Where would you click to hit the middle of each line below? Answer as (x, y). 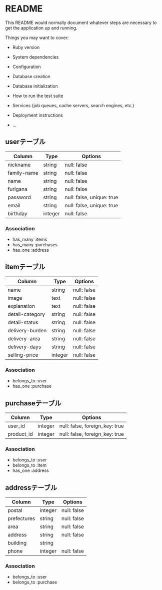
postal (15, 510)
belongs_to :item (29, 465)
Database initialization (35, 86)
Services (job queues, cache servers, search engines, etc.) (73, 105)
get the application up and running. (41, 28)
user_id (16, 426)
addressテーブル (31, 488)
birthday (17, 213)
